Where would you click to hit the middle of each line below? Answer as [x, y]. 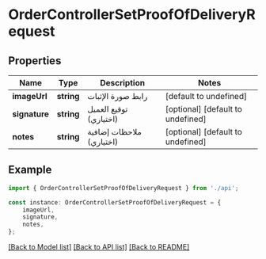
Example [30, 170]
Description [122, 83]
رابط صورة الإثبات [117, 96]
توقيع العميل [107, 109]
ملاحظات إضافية [114, 132]
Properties [35, 61]
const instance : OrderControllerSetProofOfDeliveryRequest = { [115, 202]
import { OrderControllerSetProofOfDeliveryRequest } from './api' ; [123, 188]
